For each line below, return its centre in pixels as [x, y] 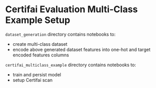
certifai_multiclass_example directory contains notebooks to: [71, 65]
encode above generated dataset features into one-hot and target [82, 49]
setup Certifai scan [33, 80]
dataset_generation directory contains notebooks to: [60, 34]
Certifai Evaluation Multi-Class [72, 9]
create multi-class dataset [40, 44]
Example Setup [38, 20]
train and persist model [37, 74]
